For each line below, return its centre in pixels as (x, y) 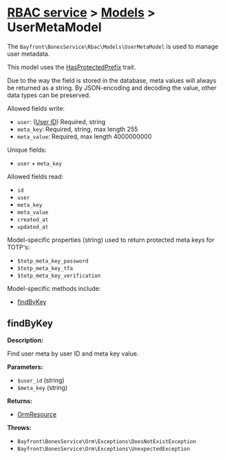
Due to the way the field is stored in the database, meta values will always (112, 80)
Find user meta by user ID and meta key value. (73, 354)
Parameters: (25, 367)
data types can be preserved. (49, 95)
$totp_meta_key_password (53, 261)
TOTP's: (19, 247)
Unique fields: (27, 150)
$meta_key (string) (42, 387)
